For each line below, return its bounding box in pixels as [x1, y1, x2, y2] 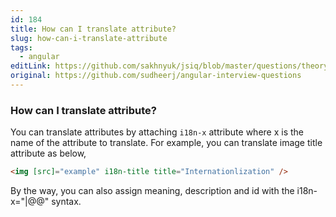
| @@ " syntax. [24, 196, 82, 208]
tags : [10, 42, 33, 53]
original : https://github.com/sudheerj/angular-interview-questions [10, 71, 302, 81]
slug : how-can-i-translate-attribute [10, 33, 168, 43]
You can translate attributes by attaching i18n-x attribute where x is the [10, 126, 305, 138]
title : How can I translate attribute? [10, 24, 177, 34]
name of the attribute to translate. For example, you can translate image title [10, 137, 323, 149]
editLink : [10, 61, 52, 71]
